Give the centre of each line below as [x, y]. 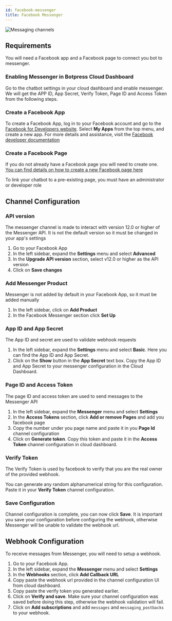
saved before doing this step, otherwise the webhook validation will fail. [88, 602]
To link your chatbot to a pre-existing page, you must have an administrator [85, 180]
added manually [22, 300]
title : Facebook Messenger [34, 15]
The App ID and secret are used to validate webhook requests [71, 340]
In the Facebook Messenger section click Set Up [64, 315]
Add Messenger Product [36, 283]
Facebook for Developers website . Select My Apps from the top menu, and [85, 129]
